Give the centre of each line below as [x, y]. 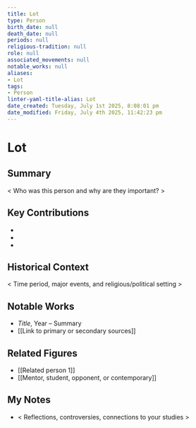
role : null [23, 54]
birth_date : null [33, 27]
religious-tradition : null [47, 47]
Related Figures [42, 353]
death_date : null [33, 34]
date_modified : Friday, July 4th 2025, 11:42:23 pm [85, 112]
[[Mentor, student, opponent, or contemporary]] [87, 378]
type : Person [26, 21]
